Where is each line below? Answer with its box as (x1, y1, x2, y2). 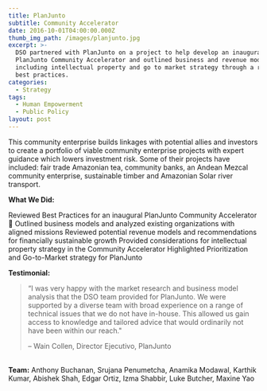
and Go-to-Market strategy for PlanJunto (8, 252, 143, 262)
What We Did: (8, 194, 55, 204)
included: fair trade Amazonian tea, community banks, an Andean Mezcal (8, 162, 249, 172)
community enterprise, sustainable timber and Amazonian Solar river (8, 170, 234, 180)
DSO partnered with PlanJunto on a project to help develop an (15, 49, 229, 57)
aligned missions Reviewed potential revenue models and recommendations (8, 227, 257, 237)
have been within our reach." (27, 326, 122, 335)
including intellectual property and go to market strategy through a (15, 64, 254, 72)
